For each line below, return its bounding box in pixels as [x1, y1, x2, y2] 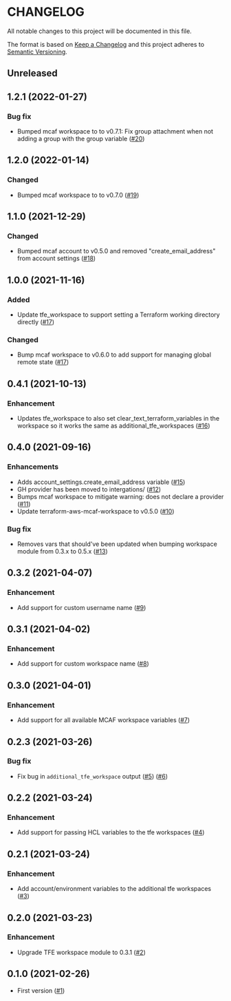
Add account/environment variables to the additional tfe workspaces [16, 885, 212, 893]
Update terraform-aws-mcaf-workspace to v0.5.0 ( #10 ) [16, 507, 175, 515]
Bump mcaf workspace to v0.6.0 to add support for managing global [16, 350, 212, 359]
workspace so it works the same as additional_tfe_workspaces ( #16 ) [16, 421, 211, 430]
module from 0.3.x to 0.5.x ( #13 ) [16, 547, 108, 556]
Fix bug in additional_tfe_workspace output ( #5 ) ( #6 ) [16, 772, 168, 780]
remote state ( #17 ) [16, 358, 69, 366]
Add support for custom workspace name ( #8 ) [16, 660, 149, 668]
